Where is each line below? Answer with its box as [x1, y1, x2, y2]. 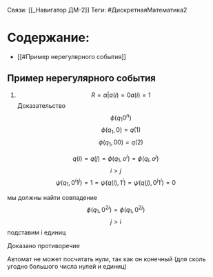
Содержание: [7, 30, 90, 45]
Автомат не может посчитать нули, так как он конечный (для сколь [7, 255, 206, 263]
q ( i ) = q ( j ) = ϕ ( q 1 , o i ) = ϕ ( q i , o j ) [72, 153, 159, 164]
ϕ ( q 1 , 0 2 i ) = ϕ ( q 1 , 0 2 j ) [86, 204, 145, 215]
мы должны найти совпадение [7, 193, 98, 201]
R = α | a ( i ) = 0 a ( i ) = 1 [91, 91, 151, 99]
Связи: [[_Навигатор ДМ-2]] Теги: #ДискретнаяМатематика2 [7, 6, 187, 14]
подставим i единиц [7, 228, 66, 236]
